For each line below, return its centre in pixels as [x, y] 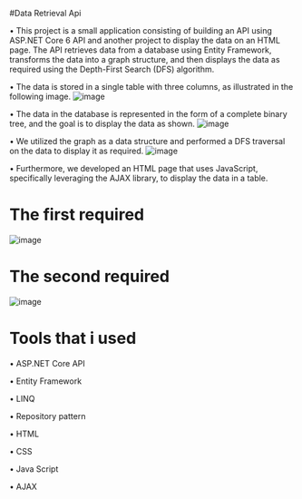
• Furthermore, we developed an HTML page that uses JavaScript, [134, 168]
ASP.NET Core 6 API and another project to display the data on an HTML [145, 40]
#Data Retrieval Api [45, 13]
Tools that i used [73, 338]
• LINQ [22, 398]
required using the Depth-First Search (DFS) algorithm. [112, 69]
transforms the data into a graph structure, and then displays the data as [145, 59]
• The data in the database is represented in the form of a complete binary [148, 114]
